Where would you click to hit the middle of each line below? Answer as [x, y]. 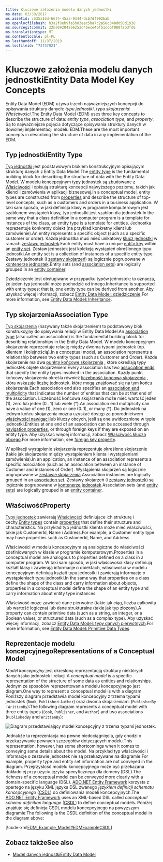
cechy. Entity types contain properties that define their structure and [73, 522]
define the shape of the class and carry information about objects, [71, 583]
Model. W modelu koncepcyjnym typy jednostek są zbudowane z [70, 182]
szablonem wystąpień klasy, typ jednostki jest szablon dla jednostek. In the [80, 213]
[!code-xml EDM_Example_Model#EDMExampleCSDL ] [59, 827]
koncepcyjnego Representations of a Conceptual [80, 651]
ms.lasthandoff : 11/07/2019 [34, 41]
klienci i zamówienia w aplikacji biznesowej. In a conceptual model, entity [78, 192]
